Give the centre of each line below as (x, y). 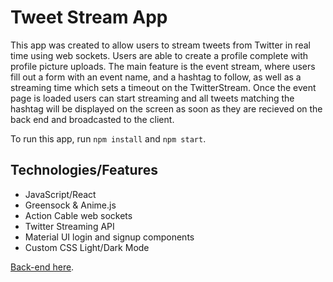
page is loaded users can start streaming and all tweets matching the (152, 98)
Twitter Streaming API (69, 226)
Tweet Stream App (89, 17)
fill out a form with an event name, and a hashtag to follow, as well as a (156, 77)
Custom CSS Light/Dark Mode (87, 247)
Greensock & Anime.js (70, 205)
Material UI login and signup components (109, 237)
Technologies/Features (84, 170)
